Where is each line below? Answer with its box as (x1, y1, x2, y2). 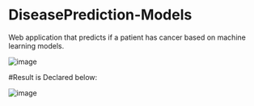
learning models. (8, 40, 65, 50)
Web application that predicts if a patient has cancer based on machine (8, 32, 247, 42)
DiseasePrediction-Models (8, 6, 193, 24)
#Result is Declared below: (8, 72, 98, 82)
